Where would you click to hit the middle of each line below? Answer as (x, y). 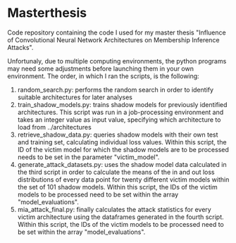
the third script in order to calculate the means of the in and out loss (116, 172)
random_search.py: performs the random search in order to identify (115, 89)
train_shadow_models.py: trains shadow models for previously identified (122, 104)
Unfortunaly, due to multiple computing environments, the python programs (117, 61)
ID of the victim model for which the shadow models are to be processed (123, 149)
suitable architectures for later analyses (75, 97)
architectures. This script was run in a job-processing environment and (120, 112)
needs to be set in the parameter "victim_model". (88, 157)
